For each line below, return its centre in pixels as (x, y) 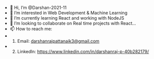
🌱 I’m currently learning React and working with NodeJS (67, 18)
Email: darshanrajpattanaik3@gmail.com (58, 41)
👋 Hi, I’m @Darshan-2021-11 (38, 8)
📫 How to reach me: (31, 29)
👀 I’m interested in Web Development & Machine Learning (69, 13)
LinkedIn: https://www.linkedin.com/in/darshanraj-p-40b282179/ (83, 51)
